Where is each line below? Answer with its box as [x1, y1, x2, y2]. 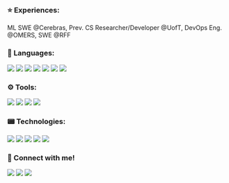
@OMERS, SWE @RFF [7, 31, 71, 40]
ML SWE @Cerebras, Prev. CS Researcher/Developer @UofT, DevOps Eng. [7, 24, 223, 32]
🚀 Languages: [7, 49, 55, 58]
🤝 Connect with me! [7, 153, 75, 163]
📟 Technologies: [7, 116, 66, 126]
